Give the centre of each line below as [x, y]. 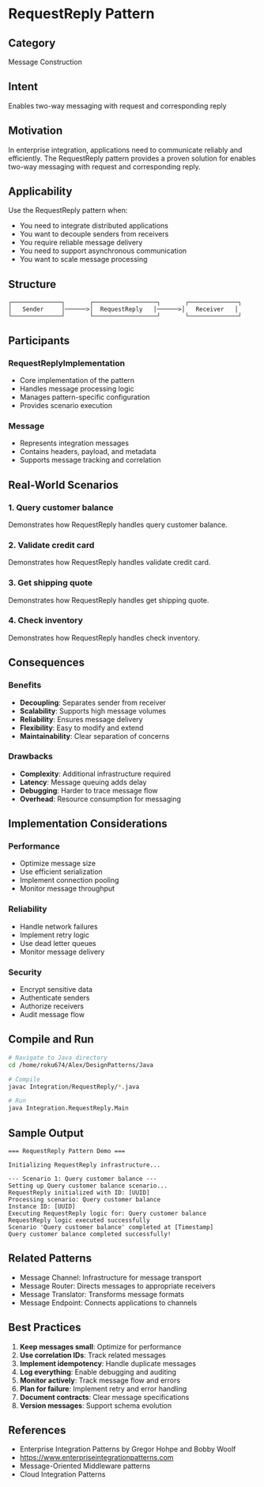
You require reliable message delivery [81, 243]
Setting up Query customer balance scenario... [88, 1186]
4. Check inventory [45, 620]
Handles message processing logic [77, 388]
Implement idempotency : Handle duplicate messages [107, 1363]
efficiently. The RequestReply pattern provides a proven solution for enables [132, 158]
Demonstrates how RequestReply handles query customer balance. [118, 524]
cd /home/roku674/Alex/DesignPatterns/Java [81, 1065]
